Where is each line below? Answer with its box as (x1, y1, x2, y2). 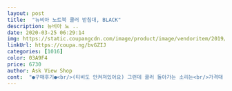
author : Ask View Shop (7, 67, 72, 74)
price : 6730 (7, 61, 41, 68)
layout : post (7, 10, 45, 17)
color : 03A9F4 (7, 55, 48, 62)
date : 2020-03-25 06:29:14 (7, 29, 85, 36)
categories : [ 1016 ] (7, 49, 64, 55)
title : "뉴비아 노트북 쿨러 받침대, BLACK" (7, 16, 122, 23)
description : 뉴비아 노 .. (7, 23, 79, 29)
